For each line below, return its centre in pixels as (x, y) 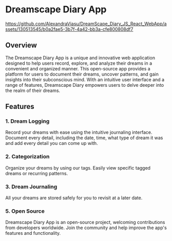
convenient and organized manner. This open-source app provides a (78, 68)
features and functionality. (33, 233)
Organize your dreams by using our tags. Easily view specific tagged (78, 168)
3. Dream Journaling (31, 187)
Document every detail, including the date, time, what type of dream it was (84, 138)
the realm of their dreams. (33, 90)
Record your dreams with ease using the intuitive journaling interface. (79, 133)
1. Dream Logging (27, 121)
